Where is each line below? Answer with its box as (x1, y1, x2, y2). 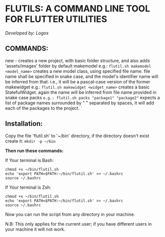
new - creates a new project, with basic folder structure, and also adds (5, 58, 150, 64)
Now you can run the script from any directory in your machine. (5, 211, 135, 217)
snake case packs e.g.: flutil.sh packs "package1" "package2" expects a (5, 94, 160, 100)
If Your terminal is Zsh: (5, 184, 51, 190)
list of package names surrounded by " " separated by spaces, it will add (5, 100, 154, 106)
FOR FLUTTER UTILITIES (5, 13, 107, 25)
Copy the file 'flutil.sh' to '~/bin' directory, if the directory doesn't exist (5, 133, 150, 139)
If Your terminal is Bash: (5, 157, 54, 163)
